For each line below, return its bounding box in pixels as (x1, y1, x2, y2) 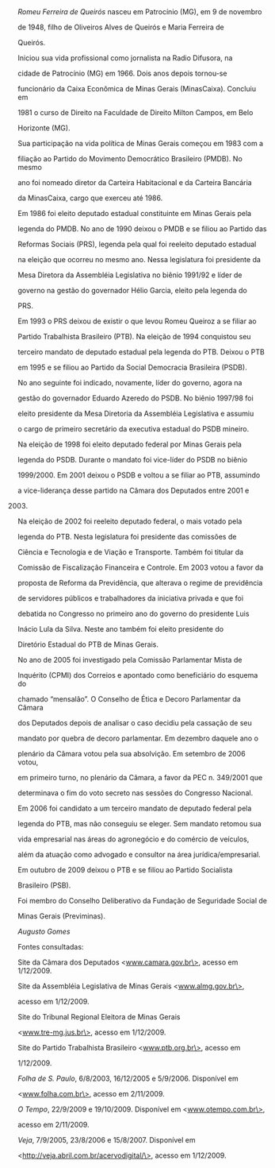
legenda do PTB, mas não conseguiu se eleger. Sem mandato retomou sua (17, 819, 262, 828)
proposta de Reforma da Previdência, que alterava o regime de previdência (17, 578, 263, 587)
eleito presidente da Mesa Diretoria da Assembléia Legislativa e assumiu (17, 409, 254, 418)
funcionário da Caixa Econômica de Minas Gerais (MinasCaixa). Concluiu (17, 84, 257, 93)
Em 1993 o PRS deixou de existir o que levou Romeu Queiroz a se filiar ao (17, 316, 257, 326)
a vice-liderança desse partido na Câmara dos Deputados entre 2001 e (17, 485, 250, 495)
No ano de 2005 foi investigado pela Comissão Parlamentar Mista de (17, 656, 243, 664)
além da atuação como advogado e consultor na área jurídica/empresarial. (17, 850, 261, 859)
